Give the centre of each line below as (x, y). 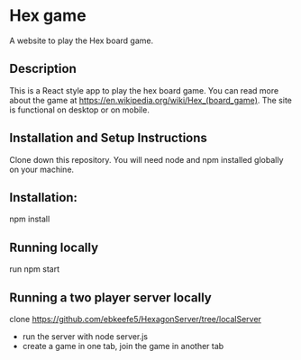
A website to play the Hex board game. (82, 40)
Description (43, 69)
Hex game (48, 16)
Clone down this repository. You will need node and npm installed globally (146, 159)
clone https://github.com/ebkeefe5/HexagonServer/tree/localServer (135, 319)
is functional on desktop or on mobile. (80, 110)
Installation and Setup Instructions (108, 138)
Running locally (54, 247)
